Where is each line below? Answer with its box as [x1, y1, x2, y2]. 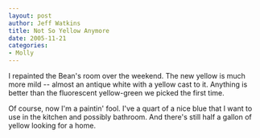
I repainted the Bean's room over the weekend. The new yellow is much [8, 71, 246, 80]
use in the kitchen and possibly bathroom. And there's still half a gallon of [8, 112, 252, 121]
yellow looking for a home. [8, 121, 97, 130]
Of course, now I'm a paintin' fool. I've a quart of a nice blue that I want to [8, 103, 253, 113]
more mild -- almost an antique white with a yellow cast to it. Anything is [8, 79, 248, 89]
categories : [8, 42, 48, 50]
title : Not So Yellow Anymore [8, 26, 110, 34]
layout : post [8, 11, 52, 20]
